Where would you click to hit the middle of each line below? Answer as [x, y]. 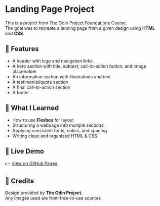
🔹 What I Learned [32, 108]
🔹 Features [22, 49]
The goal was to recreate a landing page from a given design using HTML [80, 28]
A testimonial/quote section [40, 82]
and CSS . [15, 33]
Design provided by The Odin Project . [44, 193]
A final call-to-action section [41, 87]
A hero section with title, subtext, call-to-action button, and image [79, 66]
